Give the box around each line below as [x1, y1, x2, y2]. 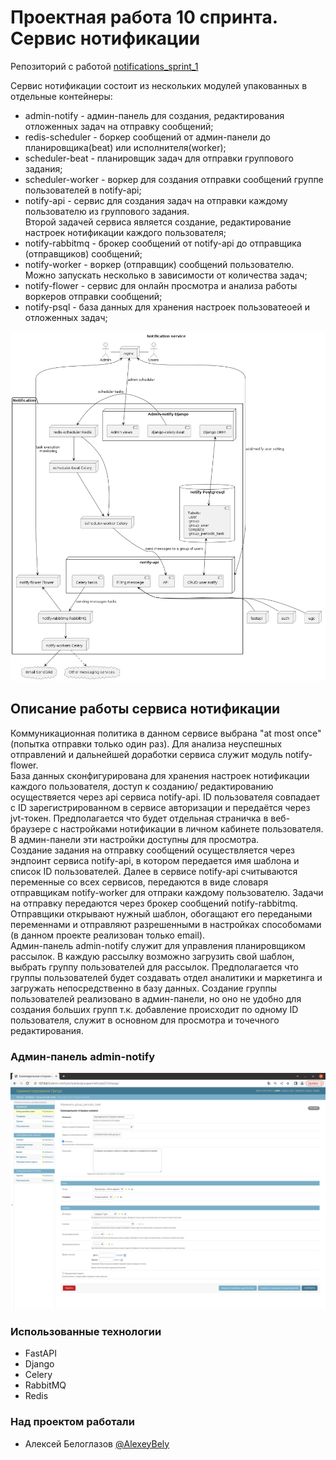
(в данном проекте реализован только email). [10, 929, 206, 941]
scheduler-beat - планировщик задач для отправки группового [24, 152, 295, 164]
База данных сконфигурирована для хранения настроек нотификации [10, 769, 310, 781]
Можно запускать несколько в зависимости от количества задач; [24, 269, 308, 281]
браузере [10, 822, 52, 835]
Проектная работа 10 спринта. [10, 6, 278, 29]
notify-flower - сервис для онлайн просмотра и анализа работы [24, 279, 298, 291]
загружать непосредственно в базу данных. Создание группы [10, 982, 277, 994]
